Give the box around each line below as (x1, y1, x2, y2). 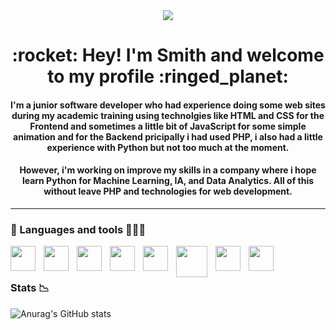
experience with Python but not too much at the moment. (46, 141, 290, 153)
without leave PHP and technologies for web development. (43, 185, 293, 198)
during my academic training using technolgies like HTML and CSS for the (11, 109, 325, 121)
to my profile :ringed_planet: (47, 65, 289, 88)
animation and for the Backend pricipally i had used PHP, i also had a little (13, 130, 323, 143)
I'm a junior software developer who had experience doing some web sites (10, 99, 326, 111)
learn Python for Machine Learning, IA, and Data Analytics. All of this (21, 175, 315, 187)
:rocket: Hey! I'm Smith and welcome (11, 44, 325, 67)
